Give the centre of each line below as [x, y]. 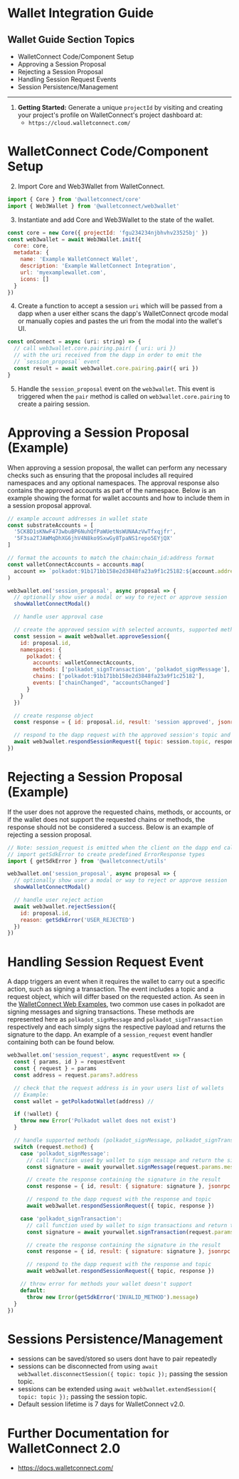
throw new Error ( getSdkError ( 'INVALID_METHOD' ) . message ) [112, 1297]
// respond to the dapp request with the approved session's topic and [122, 735]
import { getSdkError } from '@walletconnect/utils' [87, 861]
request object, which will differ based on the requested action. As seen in [116, 997]
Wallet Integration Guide [81, 13]
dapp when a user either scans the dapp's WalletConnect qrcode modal [123, 314]
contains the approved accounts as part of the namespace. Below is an [112, 490]
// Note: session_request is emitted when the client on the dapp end [114, 848]
